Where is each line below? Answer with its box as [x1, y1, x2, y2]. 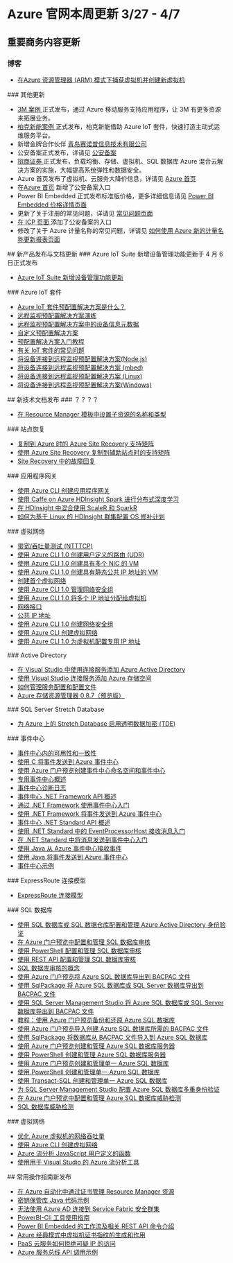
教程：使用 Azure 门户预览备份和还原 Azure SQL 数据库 [17, 1016, 175, 1024]
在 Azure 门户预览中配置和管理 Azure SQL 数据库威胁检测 [17, 1093, 182, 1102]
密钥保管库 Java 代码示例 [17, 1196, 89, 1204]
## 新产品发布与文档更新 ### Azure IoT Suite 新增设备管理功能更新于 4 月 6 [7, 250, 223, 258]
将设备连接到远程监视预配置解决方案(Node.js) [17, 354, 148, 363]
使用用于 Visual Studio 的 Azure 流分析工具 [17, 1158, 140, 1166]
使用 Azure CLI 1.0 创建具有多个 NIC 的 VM [17, 559, 139, 567]
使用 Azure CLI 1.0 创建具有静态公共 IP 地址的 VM [17, 568, 158, 576]
